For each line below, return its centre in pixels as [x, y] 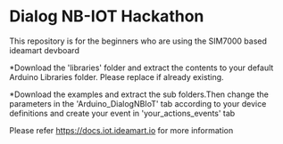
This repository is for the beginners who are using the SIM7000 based [138, 41]
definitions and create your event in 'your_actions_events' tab [122, 113]
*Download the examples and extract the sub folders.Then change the [139, 94]
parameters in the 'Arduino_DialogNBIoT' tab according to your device [138, 103]
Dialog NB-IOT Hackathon [107, 16]
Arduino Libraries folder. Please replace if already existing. [117, 76]
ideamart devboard [45, 50]
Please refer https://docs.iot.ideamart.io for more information [121, 130]
